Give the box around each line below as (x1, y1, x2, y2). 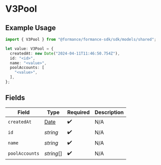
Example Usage (5, 23, 56, 32)
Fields (5, 93, 26, 102)
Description (94, 108, 124, 115)
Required (67, 108, 90, 115)
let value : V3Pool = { (5, 46, 54, 51)
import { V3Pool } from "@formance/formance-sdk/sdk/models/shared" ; (5, 37, 157, 42)
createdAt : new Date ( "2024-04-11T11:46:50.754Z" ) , (10, 51, 120, 56)
